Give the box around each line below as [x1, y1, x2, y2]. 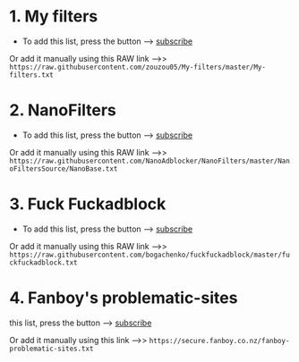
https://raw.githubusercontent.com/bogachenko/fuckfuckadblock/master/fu [9, 250, 291, 259]
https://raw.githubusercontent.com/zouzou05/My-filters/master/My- [9, 63, 267, 72]
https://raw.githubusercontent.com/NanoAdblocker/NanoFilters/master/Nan [9, 156, 291, 165]
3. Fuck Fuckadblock [9, 194, 167, 215]
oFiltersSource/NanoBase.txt [9, 164, 118, 173]
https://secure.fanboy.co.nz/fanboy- [149, 336, 290, 345]
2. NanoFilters [9, 100, 116, 121]
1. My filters [9, 6, 98, 27]
